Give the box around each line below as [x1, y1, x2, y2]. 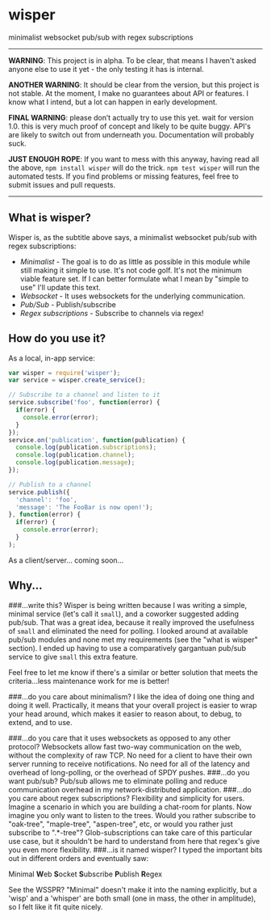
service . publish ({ [8, 487, 70, 496]
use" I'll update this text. [19, 282, 101, 292]
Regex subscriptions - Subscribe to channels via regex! [19, 308, 204, 318]
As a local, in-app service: [8, 353, 95, 363]
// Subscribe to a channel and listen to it [8, 390, 161, 399]
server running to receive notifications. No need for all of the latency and [8, 758, 250, 769]
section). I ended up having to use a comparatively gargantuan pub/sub [8, 643, 246, 652]
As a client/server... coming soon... [8, 555, 124, 565]
